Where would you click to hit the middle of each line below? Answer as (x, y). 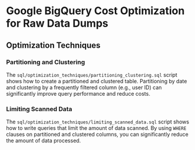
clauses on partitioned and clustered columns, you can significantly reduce (97, 135)
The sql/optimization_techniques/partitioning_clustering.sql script (92, 74)
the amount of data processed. (44, 141)
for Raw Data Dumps (57, 23)
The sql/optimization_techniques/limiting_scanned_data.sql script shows (98, 122)
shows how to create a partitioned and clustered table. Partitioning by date (97, 81)
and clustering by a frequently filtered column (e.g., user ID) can (84, 87)
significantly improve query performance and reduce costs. (78, 93)
